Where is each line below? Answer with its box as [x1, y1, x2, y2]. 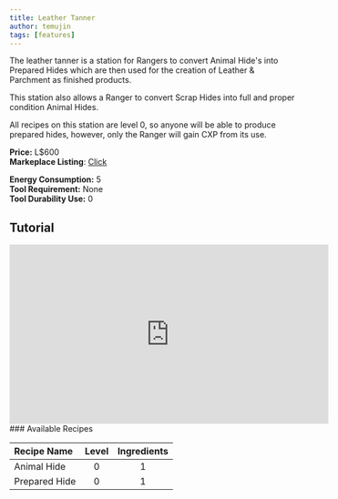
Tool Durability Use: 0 [9, 193, 94, 205]
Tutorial [9, 219, 55, 235]
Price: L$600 [9, 147, 60, 158]
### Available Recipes [9, 423, 94, 434]
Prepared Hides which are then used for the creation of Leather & [9, 65, 255, 76]
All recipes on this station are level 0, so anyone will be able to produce [9, 119, 276, 130]
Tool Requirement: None [9, 184, 103, 195]
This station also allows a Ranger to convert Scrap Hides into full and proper [9, 92, 295, 103]
